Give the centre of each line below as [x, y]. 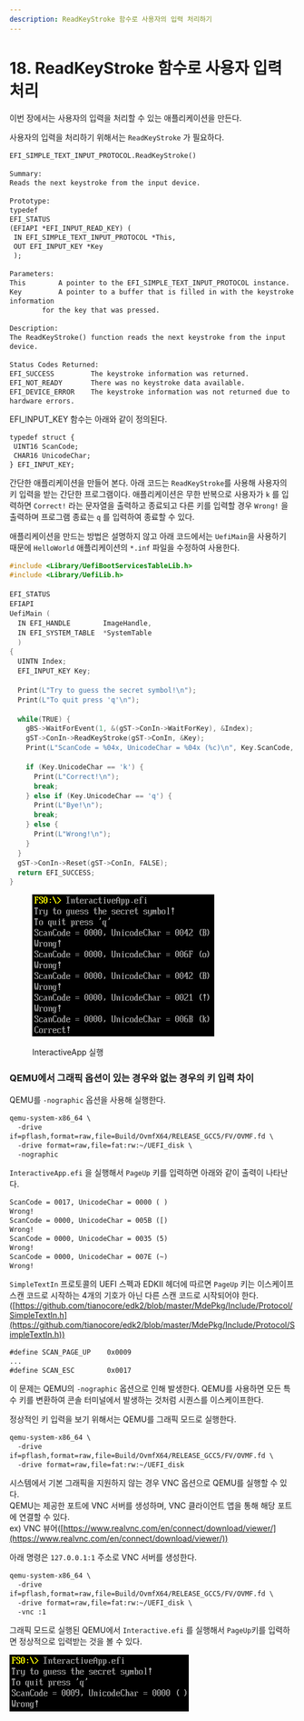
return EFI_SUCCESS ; [56, 873]
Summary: [26, 174]
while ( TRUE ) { [44, 719]
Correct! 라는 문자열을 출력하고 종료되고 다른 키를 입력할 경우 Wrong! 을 [161, 505]
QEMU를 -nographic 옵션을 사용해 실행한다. [88, 1099]
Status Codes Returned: [54, 365]
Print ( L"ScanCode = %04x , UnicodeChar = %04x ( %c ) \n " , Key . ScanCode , [160, 748]
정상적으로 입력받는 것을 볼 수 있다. [80, 1641]
